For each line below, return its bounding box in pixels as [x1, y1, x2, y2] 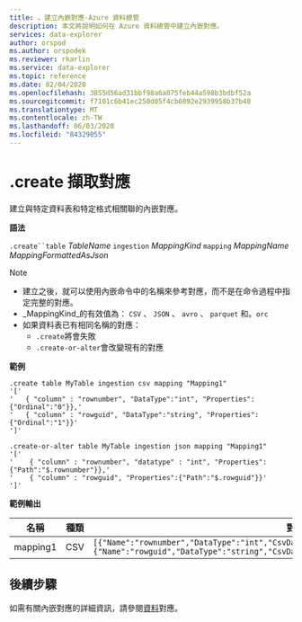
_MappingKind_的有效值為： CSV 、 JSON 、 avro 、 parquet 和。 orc [22, 307, 269, 319]
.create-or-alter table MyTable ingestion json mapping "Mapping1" [9, 441, 268, 450]
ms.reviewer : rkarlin [9, 55, 91, 64]
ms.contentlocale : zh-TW [9, 113, 102, 122]
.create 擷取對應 [9, 172, 131, 192]
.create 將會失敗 [35, 330, 96, 342]
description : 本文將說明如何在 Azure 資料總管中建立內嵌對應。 [9, 22, 225, 31]
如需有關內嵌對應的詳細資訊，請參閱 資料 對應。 [9, 602, 182, 613]
